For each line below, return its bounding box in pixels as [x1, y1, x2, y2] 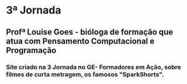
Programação [6, 45, 57, 55]
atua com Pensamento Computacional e [6, 36, 155, 46]
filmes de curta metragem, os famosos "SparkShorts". [6, 70, 164, 78]
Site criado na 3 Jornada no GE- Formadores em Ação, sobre [6, 63, 181, 71]
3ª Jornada [6, 4, 61, 17]
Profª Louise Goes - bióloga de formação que [6, 27, 174, 37]
